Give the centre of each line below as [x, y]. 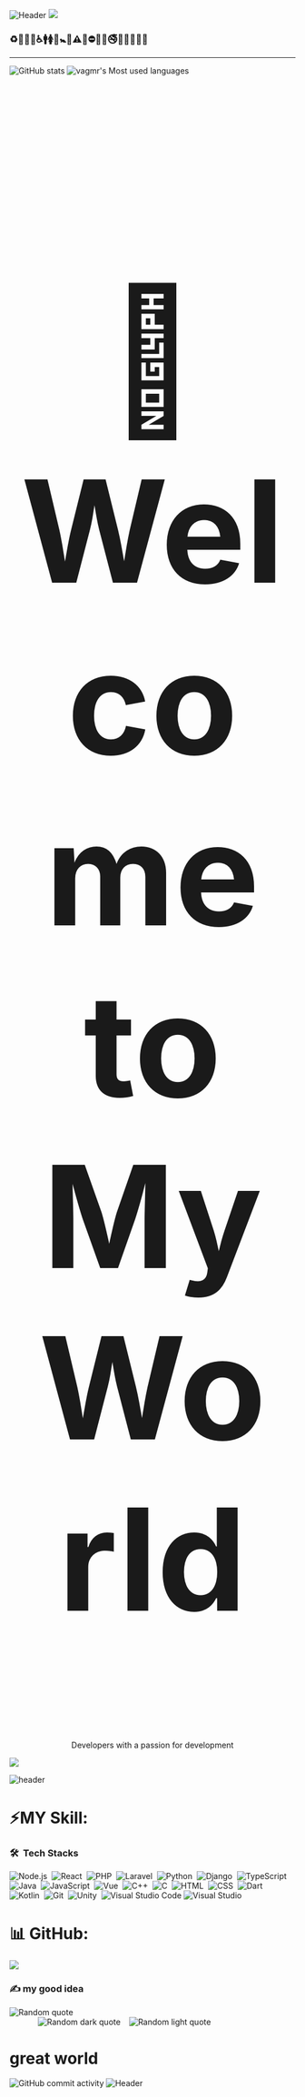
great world [54, 2058]
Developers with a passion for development [152, 1745]
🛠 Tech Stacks [44, 1853]
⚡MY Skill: [49, 1818]
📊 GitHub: [49, 1934]
